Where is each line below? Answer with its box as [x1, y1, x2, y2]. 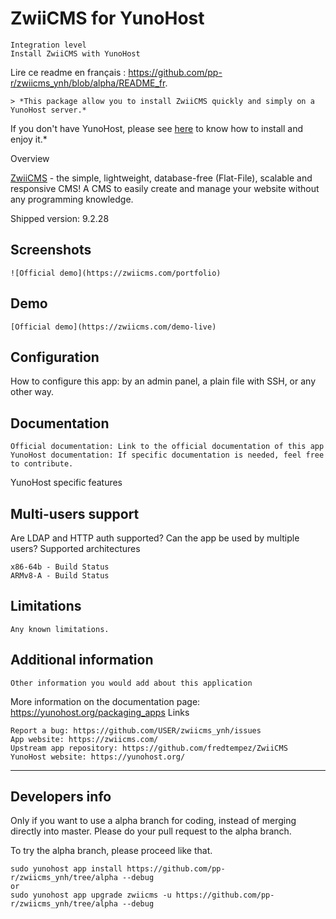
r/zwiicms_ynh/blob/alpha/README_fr [10, 77, 166, 89]
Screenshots [10, 242, 92, 259]
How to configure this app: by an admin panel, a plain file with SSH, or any [10, 375, 317, 387]
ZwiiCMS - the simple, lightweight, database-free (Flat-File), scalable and [10, 172, 313, 184]
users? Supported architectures [10, 543, 141, 554]
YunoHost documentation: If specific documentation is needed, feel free [10, 450, 325, 461]
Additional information [10, 652, 154, 669]
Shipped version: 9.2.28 [10, 212, 110, 224]
